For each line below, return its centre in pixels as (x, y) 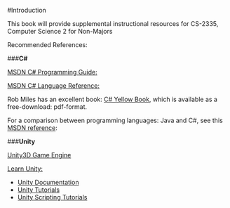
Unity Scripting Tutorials (52, 197)
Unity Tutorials (39, 190)
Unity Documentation (48, 182)
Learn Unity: (25, 169)
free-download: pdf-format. (47, 107)
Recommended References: (47, 45)
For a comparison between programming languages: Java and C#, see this (115, 120)
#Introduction (27, 10)
